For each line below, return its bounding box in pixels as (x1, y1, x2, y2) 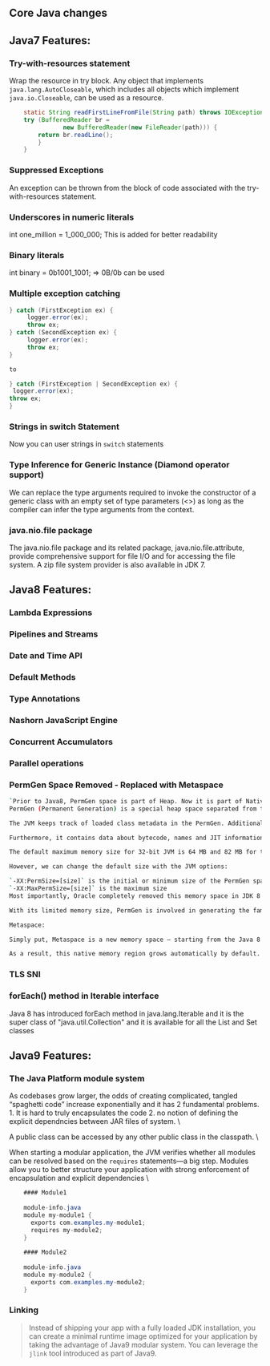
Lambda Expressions (9, 607, 93, 618)
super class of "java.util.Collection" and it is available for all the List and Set (9, 1017, 257, 1027)
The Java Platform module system (9, 1073, 145, 1084)
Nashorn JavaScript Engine (9, 714, 119, 725)
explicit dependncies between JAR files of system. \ (9, 1117, 181, 1126)
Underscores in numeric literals (9, 212, 135, 223)
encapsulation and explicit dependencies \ (9, 1174, 149, 1183)
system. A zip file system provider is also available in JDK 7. (9, 560, 207, 569)
